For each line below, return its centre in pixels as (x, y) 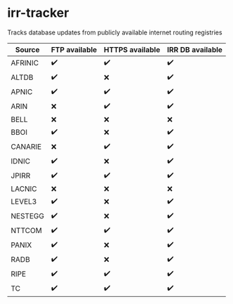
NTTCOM (26, 231)
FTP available (74, 49)
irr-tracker (38, 13)
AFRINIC (25, 63)
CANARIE (26, 147)
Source (27, 49)
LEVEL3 (24, 201)
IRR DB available (195, 49)
